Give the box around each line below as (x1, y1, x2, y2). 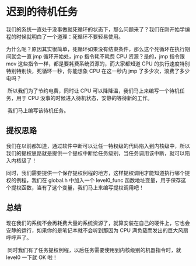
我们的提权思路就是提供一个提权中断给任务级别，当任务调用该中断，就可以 (6, 150, 185, 157)
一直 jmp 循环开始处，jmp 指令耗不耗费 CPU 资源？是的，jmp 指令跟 (21, 53, 185, 60)
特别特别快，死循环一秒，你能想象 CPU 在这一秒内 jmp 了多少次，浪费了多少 (6, 67, 190, 74)
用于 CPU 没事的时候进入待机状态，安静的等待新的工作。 (16, 94, 153, 101)
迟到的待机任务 (6, 5, 78, 19)
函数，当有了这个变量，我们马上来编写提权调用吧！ (21, 184, 144, 191)
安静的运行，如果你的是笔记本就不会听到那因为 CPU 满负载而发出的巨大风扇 (6, 226, 188, 234)
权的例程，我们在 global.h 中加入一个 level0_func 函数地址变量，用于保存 (6, 177, 181, 184)
